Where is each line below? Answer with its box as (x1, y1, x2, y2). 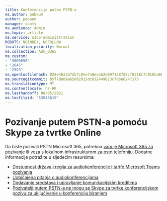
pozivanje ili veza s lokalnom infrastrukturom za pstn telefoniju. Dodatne (5, 149, 153, 155)
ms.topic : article (5, 30, 43, 35)
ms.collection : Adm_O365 (5, 49, 57, 54)
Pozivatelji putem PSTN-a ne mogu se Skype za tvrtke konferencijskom (12, 185, 159, 191)
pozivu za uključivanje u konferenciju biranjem (12, 190, 107, 197)
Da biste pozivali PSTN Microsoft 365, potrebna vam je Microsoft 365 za (5, 144, 153, 150)
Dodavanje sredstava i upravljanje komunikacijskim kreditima (12, 180, 137, 186)
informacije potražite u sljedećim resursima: (5, 154, 95, 160)
